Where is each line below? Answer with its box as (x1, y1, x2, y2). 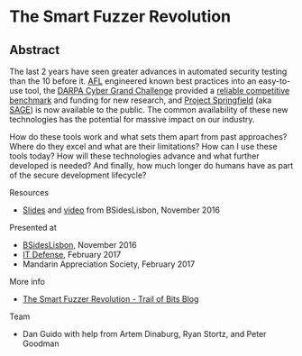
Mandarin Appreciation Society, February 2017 (22, 259, 196, 269)
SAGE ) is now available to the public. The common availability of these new (9, 105, 288, 114)
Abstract (9, 42, 60, 58)
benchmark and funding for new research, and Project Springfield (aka (9, 95, 272, 105)
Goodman (22, 338, 59, 349)
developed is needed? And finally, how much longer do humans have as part (9, 160, 294, 170)
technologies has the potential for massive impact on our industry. (9, 114, 255, 124)
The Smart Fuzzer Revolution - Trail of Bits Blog (22, 294, 199, 304)
